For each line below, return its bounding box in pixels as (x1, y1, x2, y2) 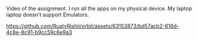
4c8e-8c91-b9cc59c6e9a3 (6, 29, 73, 36)
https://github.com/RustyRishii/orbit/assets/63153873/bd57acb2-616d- (6, 23, 179, 29)
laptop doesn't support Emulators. (6, 11, 89, 18)
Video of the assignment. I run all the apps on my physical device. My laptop (6, 5, 192, 12)
